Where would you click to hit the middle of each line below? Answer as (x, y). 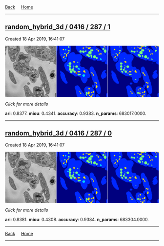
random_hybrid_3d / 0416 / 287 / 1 (58, 27)
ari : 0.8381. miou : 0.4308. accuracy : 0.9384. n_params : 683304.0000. (77, 220)
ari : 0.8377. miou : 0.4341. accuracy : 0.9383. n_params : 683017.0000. (76, 113)
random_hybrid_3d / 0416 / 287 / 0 (59, 133)
